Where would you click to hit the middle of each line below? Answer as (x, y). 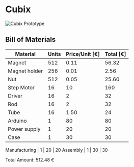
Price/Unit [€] (83, 54)
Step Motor (21, 87)
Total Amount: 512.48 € (30, 160)
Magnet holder (25, 71)
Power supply (24, 129)
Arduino (17, 121)
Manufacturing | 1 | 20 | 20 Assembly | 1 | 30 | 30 (57, 150)
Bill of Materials (31, 40)
